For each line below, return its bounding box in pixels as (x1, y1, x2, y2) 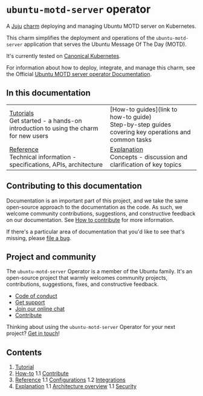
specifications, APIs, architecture (9, 160, 103, 169)
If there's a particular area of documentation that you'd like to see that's (6, 228, 185, 235)
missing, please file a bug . (6, 234, 71, 241)
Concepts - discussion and (109, 152, 188, 161)
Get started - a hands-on (9, 116, 82, 125)
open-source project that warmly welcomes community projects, (6, 274, 168, 282)
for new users (9, 131, 48, 140)
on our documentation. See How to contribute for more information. (6, 216, 175, 223)
